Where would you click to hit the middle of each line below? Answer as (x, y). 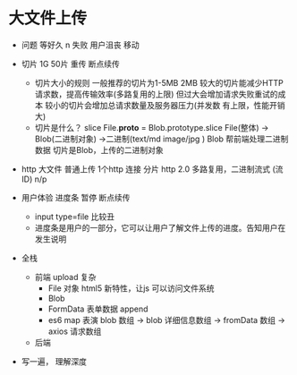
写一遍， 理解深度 (54, 361)
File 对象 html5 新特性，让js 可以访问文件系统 (131, 288)
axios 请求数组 (75, 331)
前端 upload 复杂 (65, 277)
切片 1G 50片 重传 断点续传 (70, 64)
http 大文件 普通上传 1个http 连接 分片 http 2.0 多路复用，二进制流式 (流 (152, 169)
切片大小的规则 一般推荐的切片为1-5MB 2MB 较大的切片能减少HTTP (159, 82)
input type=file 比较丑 (75, 217)
